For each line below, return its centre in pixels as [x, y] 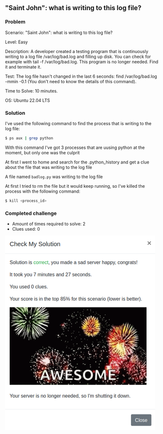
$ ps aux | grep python [29, 138]
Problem [15, 22]
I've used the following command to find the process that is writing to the [78, 123]
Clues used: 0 [26, 229]
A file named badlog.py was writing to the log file [54, 177]
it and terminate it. [23, 67]
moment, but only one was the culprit [43, 152]
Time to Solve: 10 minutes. [31, 91]
